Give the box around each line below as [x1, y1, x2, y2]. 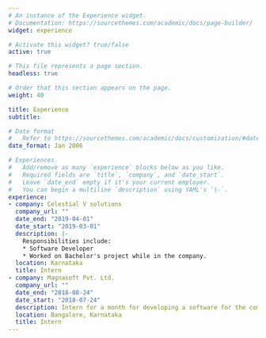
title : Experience [8, 105, 69, 113]
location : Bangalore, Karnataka [15, 310, 123, 319]
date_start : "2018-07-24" [15, 296, 101, 304]
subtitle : [8, 112, 41, 121]
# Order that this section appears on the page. [8, 84, 172, 92]
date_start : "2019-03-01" [15, 222, 101, 230]
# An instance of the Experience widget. [8, 11, 147, 20]
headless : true [8, 70, 59, 78]
